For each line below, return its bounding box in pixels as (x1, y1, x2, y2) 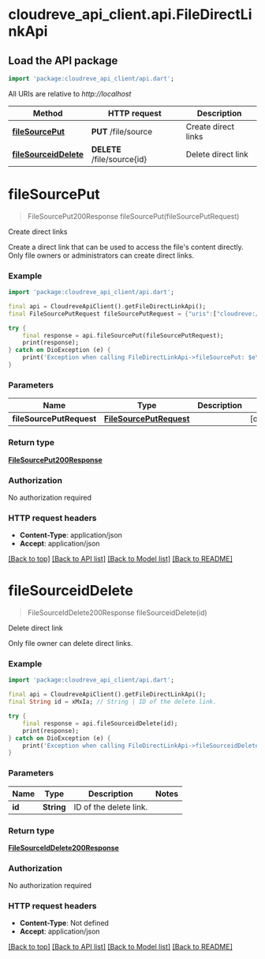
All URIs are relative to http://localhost (8, 89, 132, 98)
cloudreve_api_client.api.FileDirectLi (8, 6, 252, 24)
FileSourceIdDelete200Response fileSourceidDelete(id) (27, 608, 207, 617)
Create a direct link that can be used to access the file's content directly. (8, 242, 244, 251)
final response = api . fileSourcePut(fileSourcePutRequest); (22, 331, 224, 339)
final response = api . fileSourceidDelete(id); (22, 719, 178, 727)
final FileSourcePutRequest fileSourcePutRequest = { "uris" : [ (8, 310, 217, 318)
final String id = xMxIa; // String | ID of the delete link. (8, 698, 217, 706)
